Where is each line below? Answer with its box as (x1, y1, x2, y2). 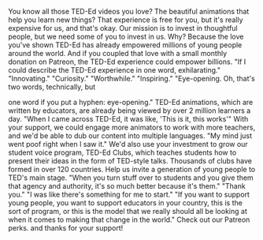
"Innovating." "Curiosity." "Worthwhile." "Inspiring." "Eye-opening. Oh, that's (8, 74, 256, 83)
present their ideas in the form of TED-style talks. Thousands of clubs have (8, 156, 252, 165)
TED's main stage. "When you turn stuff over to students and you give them (8, 173, 254, 182)
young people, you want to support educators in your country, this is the (8, 198, 243, 208)
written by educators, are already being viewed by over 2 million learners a (8, 106, 251, 115)
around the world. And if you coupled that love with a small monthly (8, 49, 228, 58)
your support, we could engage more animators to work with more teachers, (8, 122, 256, 132)
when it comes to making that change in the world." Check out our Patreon (8, 215, 250, 224)
